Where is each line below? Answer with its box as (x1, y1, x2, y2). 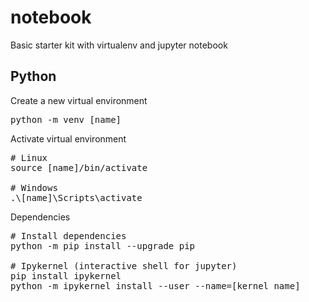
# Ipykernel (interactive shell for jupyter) (10, 260, 238, 271)
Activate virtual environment (10, 132, 127, 145)
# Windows (10, 182, 58, 193)
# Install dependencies (10, 230, 127, 241)
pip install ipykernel (10, 270, 122, 281)
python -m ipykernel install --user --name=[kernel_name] (10, 280, 301, 291)
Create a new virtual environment (10, 94, 148, 106)
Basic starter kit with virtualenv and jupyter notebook (10, 39, 228, 51)
